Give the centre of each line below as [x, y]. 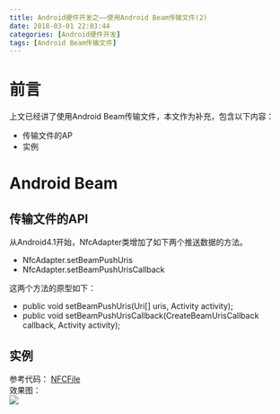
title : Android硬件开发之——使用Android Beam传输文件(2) [109, 18]
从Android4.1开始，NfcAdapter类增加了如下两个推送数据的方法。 [129, 242]
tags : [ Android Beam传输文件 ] [63, 43]
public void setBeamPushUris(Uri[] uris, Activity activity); [127, 306]
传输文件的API [49, 219]
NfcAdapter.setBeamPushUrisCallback [93, 269]
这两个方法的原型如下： [52, 288]
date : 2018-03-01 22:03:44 [60, 26]
